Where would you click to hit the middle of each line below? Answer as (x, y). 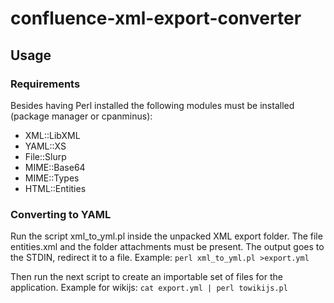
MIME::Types (52, 178)
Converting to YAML (61, 214)
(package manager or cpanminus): (81, 116)
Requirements (45, 84)
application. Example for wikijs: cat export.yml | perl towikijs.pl (149, 288)
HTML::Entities (55, 188)
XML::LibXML (52, 135)
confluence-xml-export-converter (156, 18)
